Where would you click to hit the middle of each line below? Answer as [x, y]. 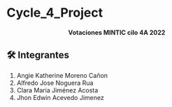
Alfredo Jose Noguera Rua [55, 83]
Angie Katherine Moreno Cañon [62, 75]
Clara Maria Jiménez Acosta [57, 90]
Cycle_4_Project [55, 13]
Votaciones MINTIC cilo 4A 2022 [117, 32]
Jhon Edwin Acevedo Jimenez [60, 97]
